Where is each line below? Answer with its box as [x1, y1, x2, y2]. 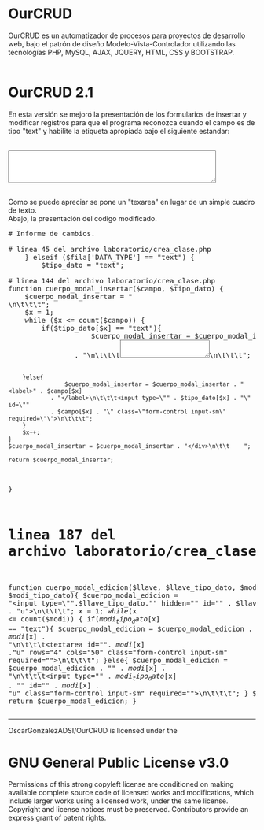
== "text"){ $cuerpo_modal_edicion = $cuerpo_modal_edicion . [8, 624, 253, 633]
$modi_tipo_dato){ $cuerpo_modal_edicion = [8, 591, 178, 599]
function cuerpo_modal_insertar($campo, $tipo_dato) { [8, 284, 224, 293]
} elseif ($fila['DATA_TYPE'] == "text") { [24, 253, 195, 261]
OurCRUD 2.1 [8, 83, 94, 102]
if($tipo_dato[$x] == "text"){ [41, 324, 162, 332]
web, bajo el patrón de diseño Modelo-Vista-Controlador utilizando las [8, 39, 236, 48]
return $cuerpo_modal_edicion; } [8, 697, 137, 706]
